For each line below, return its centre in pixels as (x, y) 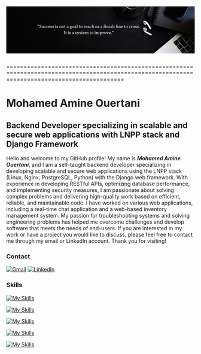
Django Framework (42, 144)
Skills (14, 285)
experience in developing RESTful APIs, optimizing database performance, (98, 184)
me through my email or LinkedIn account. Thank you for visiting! (86, 241)
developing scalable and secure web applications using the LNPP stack (94, 171)
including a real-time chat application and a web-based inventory (87, 209)
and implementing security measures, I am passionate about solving (90, 190)
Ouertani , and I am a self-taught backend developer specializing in (89, 164)
